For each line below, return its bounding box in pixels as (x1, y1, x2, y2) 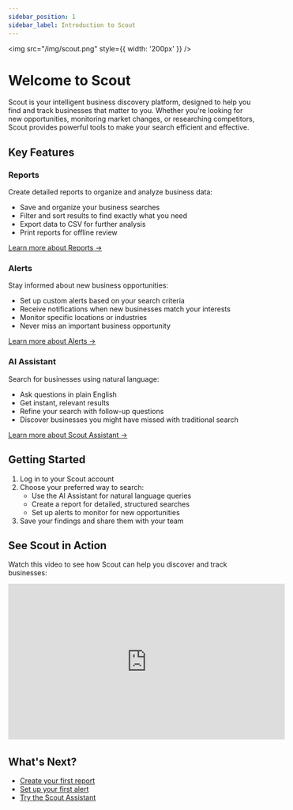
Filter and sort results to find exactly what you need (19, 211, 188, 220)
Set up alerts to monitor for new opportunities (31, 507, 180, 517)
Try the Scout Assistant (19, 793, 96, 802)
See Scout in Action (8, 538, 107, 552)
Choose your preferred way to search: (19, 482, 145, 492)
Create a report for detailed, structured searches (31, 499, 190, 509)
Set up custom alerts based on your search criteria (19, 296, 186, 306)
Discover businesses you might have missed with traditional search (19, 415, 239, 424)
